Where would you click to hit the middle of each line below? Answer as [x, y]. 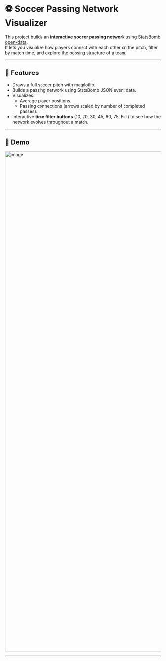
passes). [28, 111]
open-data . [17, 42]
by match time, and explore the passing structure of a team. [66, 53]
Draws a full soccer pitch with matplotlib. [54, 85]
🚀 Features [22, 73]
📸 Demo [17, 142]
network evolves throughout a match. [50, 122]
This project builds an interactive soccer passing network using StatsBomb [83, 37]
